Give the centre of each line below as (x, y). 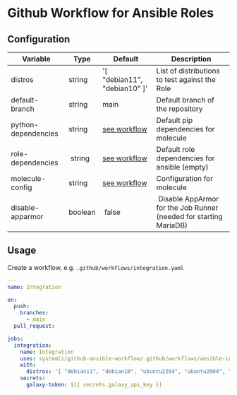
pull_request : (34, 326)
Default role (176, 149)
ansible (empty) (183, 167)
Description (191, 59)
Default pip (174, 120)
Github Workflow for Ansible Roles (111, 13)
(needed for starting (190, 217)
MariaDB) (172, 225)
